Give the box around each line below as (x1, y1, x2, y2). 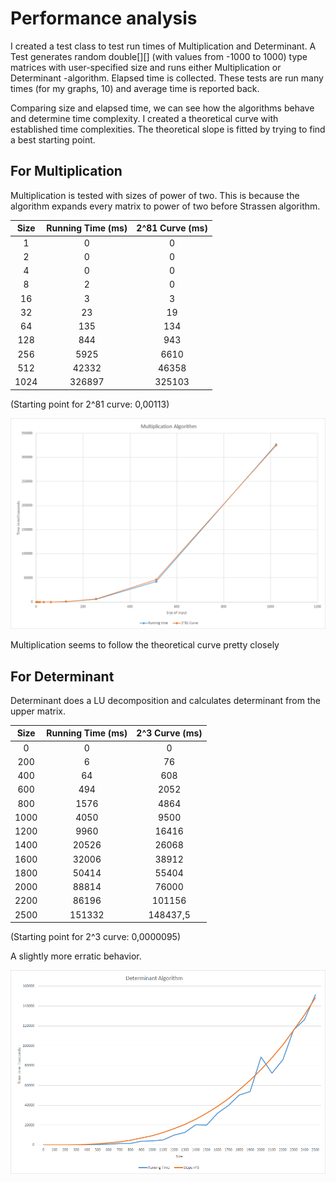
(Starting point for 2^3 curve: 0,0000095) (10, 931, 181, 943)
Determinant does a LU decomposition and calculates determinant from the (10, 694, 321, 706)
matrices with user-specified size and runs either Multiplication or (10, 61, 282, 73)
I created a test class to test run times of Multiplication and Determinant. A (10, 40, 317, 52)
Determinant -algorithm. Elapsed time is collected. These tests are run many (10, 72, 324, 84)
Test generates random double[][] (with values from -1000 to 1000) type (10, 50, 308, 62)
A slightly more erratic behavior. (10, 950, 142, 962)
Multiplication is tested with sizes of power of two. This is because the (10, 189, 300, 201)
